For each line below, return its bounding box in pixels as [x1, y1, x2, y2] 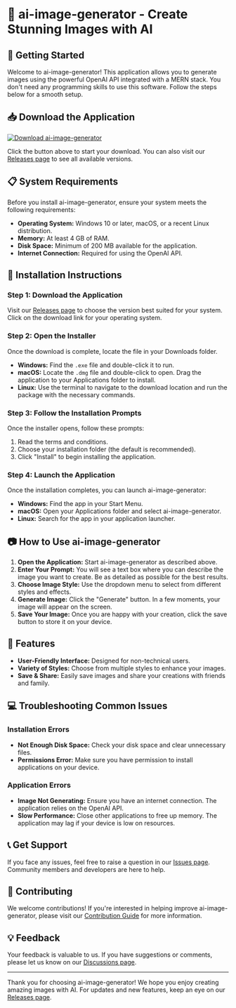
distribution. [17, 226, 53, 234]
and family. [17, 679, 50, 687]
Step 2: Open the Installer [7, 331, 96, 341]
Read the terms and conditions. [17, 437, 109, 446]
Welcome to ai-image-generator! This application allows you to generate [7, 68, 217, 76]
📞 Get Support [7, 839, 68, 851]
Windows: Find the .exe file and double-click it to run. [17, 361, 174, 369]
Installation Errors [7, 724, 70, 734]
